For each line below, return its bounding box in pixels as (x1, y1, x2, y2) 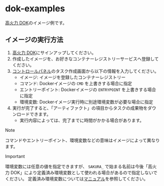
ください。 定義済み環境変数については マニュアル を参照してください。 (5, 176, 149, 182)
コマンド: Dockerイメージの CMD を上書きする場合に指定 (19, 80, 132, 86)
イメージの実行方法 (5, 35, 64, 44)
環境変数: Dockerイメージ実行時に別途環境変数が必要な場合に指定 (19, 99, 154, 105)
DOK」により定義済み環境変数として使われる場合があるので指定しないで (10, 169, 158, 175)
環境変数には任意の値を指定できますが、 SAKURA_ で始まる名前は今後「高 (5, 163, 153, 169)
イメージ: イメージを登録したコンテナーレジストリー (19, 74, 126, 80)
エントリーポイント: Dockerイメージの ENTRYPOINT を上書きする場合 (19, 87, 157, 93)
